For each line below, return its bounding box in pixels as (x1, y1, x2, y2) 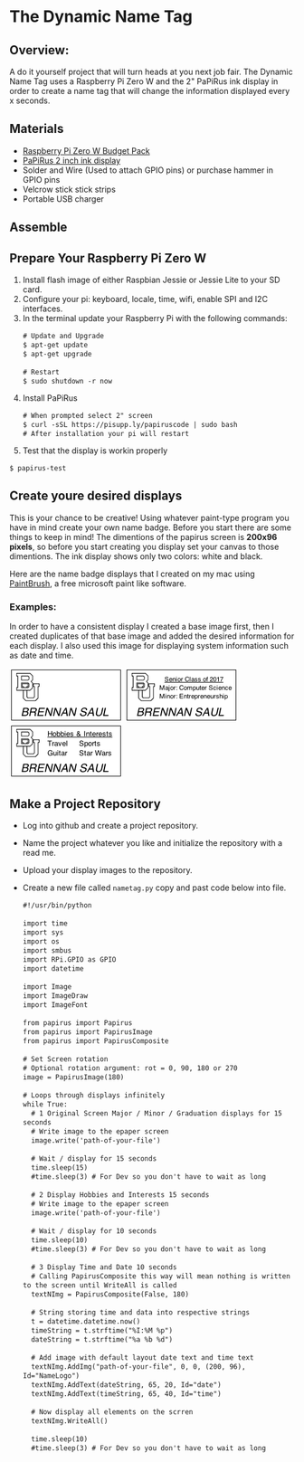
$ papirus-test (9, 464, 67, 473)
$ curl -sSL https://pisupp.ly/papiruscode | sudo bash (22, 421, 238, 430)
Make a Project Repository (9, 796, 161, 812)
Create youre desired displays (9, 489, 183, 504)
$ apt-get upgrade (22, 350, 92, 359)
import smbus (22, 945, 72, 955)
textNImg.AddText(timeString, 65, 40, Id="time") (31, 1389, 222, 1399)
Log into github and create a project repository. (22, 820, 199, 831)
